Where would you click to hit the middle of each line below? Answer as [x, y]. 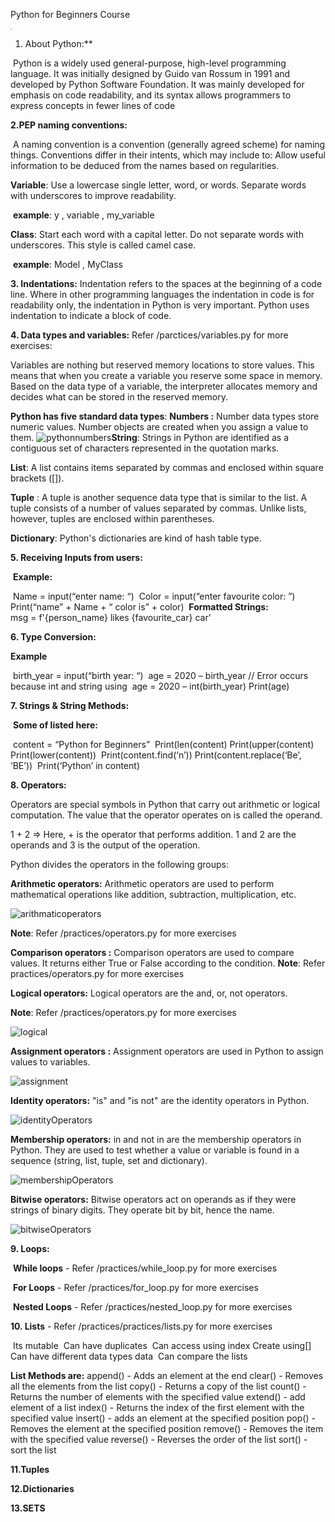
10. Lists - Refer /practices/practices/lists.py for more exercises [141, 1326]
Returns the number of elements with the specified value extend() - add [158, 1397]
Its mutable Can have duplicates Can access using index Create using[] [162, 1346]
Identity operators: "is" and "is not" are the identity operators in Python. [160, 1101]
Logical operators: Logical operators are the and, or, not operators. [149, 993]
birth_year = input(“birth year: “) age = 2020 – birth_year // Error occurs [160, 676]
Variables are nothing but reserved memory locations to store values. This [162, 365]
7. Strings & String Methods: [70, 706]
